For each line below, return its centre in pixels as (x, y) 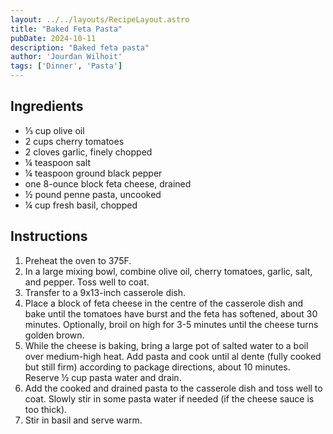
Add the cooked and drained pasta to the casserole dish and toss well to (173, 388)
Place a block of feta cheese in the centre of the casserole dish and (164, 303)
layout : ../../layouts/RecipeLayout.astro (100, 19)
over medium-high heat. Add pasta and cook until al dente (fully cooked (173, 356)
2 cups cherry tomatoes (74, 141)
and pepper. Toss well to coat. (87, 282)
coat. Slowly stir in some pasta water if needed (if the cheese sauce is (169, 398)
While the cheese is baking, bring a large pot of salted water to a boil (166, 345)
